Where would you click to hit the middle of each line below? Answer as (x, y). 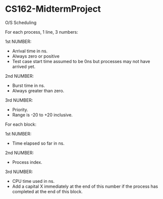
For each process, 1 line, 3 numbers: (42, 32)
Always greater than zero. (38, 90)
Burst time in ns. (29, 85)
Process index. (27, 162)
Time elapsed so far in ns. (38, 143)
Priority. (20, 110)
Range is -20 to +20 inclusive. (42, 115)
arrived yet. (24, 66)
